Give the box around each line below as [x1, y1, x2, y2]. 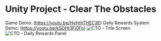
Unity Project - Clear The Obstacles [5, 3, 157, 15]
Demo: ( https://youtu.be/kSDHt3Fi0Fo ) [5, 25, 86, 31]
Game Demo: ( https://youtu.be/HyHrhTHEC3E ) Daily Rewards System [5, 20, 149, 26]
